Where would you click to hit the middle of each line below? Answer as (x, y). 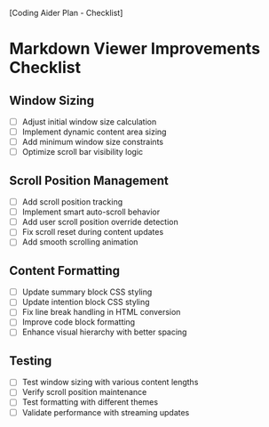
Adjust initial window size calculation (89, 122)
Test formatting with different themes (90, 402)
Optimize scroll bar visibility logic (83, 152)
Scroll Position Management (89, 180)
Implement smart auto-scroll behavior (91, 212)
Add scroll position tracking (72, 202)
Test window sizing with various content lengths (110, 383)
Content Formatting (65, 270)
